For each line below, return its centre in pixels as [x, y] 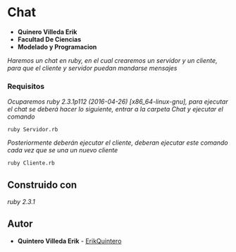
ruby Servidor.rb [33, 130]
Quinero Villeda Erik [47, 32]
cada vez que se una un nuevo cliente [63, 150]
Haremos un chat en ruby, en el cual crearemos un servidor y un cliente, [112, 60]
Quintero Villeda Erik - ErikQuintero [69, 241]
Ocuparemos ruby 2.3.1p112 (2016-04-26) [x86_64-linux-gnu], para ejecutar [118, 102]
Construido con [42, 185]
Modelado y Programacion [57, 47]
